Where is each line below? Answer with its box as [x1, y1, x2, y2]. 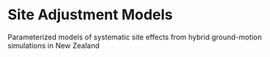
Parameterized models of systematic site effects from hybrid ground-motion [7, 32, 263, 42]
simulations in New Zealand [7, 40, 101, 50]
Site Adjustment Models [7, 6, 174, 24]
